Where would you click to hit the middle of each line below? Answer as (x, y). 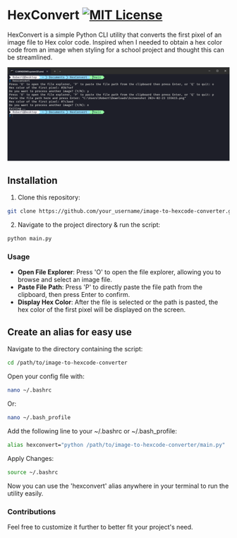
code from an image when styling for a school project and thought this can (116, 49)
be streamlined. (30, 57)
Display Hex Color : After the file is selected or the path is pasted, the (118, 302)
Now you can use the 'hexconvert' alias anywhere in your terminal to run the (118, 486)
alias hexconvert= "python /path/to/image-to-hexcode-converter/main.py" (116, 445)
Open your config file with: (46, 376)
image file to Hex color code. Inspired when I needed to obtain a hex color (115, 42)
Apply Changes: (31, 458)
